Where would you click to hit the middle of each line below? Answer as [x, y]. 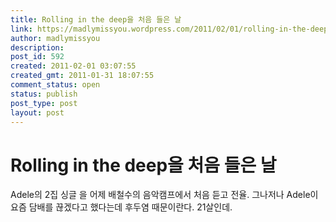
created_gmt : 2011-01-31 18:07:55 [82, 76]
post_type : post [44, 103]
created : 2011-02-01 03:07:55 [73, 66]
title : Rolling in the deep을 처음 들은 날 [96, 19]
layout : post [37, 112]
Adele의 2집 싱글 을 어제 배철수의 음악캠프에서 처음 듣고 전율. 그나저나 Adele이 [164, 195]
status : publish [44, 94]
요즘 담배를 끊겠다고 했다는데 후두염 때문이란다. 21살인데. [121, 207]
